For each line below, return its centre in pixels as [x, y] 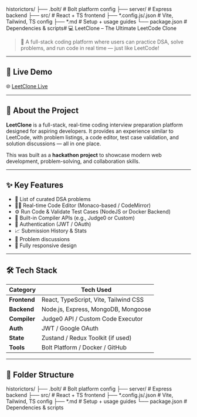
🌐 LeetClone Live [27, 86]
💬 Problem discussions [42, 239]
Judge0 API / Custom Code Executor [92, 319]
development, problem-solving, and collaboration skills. [73, 161]
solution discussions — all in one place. [54, 144]
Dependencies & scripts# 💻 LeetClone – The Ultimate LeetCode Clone [91, 28]
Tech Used [96, 290]
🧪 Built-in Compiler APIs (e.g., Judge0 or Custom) [74, 218]
